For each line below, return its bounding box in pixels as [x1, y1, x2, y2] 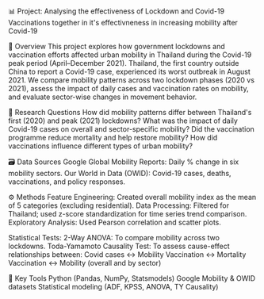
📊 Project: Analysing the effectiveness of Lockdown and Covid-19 [8, 6, 224, 16]
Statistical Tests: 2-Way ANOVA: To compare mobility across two [8, 233, 220, 242]
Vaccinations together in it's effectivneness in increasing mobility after [8, 18, 238, 27]
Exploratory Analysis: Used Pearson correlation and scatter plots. [8, 217, 222, 227]
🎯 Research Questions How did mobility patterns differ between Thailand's [8, 108, 252, 117]
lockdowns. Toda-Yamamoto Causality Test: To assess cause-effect [8, 241, 230, 251]
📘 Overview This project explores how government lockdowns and [8, 42, 226, 51]
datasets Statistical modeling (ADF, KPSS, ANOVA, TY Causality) [8, 282, 219, 291]
